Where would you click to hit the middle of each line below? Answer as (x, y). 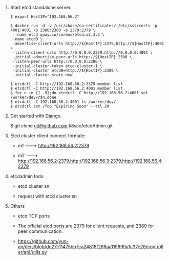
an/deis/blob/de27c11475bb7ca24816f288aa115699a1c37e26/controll (91, 247)
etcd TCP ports (34, 216)
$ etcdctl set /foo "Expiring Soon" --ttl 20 (59, 106)
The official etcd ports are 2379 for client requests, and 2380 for (86, 226)
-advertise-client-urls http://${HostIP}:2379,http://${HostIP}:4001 (88, 44)
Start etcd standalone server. (41, 7)
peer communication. (40, 231)
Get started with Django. (36, 116)
